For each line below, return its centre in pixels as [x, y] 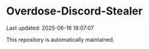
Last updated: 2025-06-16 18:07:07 [50, 28]
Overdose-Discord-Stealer [74, 11]
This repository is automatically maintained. [60, 39]
